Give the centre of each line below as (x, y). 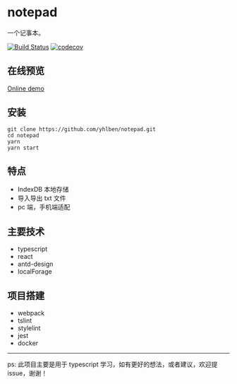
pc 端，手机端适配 (44, 207)
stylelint (29, 328)
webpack (31, 313)
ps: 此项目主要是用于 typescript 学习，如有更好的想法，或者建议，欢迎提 (113, 364)
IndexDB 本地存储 (43, 190)
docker (28, 343)
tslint (25, 320)
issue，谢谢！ (28, 373)
